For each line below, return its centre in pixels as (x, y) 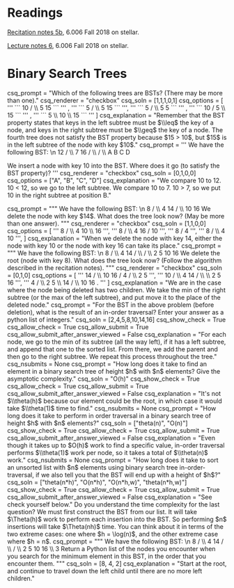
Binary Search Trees (67, 74)
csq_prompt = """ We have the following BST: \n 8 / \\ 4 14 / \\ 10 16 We (109, 208)
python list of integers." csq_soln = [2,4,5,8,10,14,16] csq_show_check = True (117, 319)
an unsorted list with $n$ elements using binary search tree (93, 467)
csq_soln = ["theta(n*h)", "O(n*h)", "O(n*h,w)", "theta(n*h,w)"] (97, 482)
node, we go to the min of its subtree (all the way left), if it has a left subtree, (117, 342)
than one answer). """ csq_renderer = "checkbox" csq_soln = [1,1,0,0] (107, 223)
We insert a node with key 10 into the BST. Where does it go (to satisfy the (114, 166)
